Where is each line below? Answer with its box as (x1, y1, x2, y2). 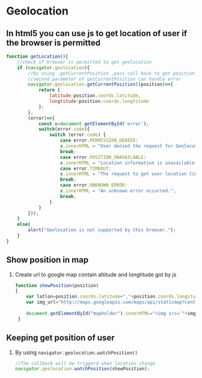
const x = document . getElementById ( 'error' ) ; (38, 120, 149, 127)
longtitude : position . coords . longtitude (49, 98, 149, 104)
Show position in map (6, 255, 89, 265)
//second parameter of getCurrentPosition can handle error (28, 76, 182, 82)
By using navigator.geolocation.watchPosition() (14, 349, 138, 356)
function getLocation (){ (6, 54, 69, 60)
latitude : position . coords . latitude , (49, 93, 141, 99)
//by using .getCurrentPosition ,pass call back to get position (28, 70, 195, 76)
